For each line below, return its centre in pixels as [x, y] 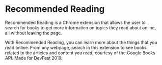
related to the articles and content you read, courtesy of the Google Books [80, 53]
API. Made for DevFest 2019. [34, 58]
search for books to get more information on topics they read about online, [81, 27]
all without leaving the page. [34, 33]
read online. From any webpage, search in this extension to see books [76, 47]
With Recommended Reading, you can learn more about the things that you [81, 42]
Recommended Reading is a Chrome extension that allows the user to [75, 22]
